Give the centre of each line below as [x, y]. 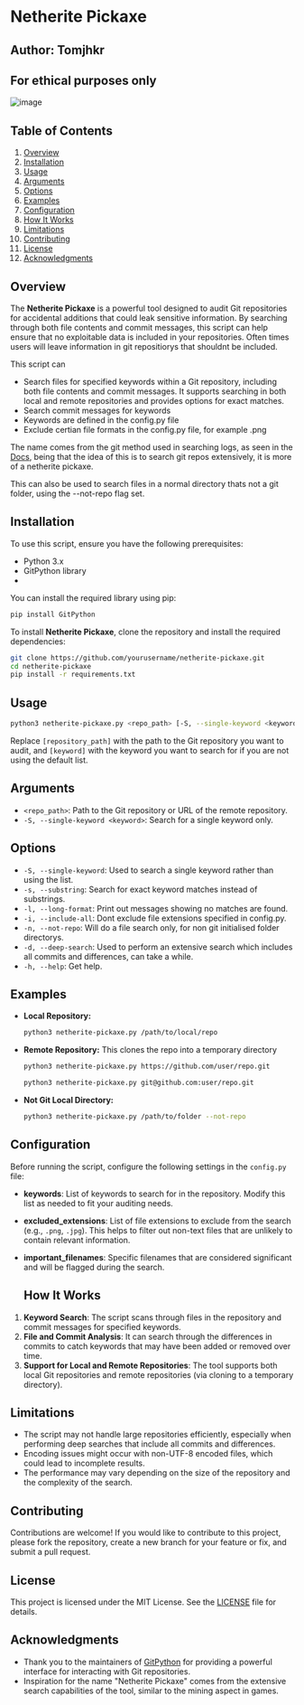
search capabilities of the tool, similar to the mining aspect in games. [151, 1691]
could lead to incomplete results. [84, 1463]
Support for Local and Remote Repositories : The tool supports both [150, 1365]
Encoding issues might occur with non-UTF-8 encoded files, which [148, 1454]
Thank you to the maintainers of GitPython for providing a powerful [148, 1662]
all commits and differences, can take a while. [108, 956]
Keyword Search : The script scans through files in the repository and [152, 1317]
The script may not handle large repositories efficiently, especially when [157, 1435]
